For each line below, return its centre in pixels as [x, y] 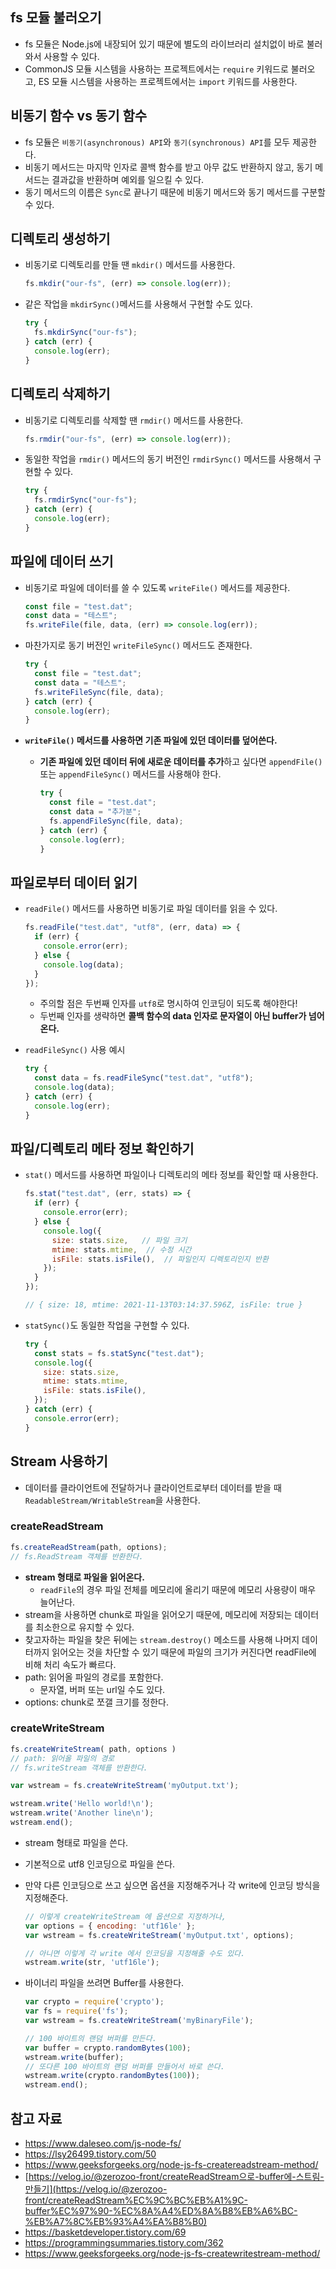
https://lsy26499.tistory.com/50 [90, 2154]
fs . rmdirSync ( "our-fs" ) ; [86, 500]
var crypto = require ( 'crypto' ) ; [94, 2002]
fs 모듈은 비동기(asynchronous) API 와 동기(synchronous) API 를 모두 [157, 142]
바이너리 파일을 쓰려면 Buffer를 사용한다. [104, 1983]
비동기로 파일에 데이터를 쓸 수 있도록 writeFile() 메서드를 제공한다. [157, 587]
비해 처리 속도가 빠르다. [70, 1664]
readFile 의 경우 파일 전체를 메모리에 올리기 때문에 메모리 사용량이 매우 [178, 1589]
